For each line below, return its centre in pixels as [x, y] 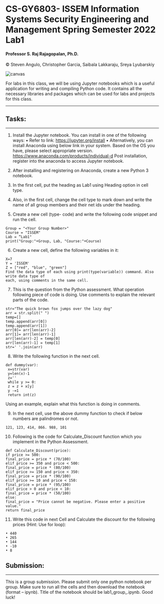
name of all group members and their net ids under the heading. [77, 205]
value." [13, 506]
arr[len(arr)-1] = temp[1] [33, 343]
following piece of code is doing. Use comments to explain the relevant [84, 295]
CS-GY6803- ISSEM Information [73, 9]
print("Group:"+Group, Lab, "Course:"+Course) [54, 241]
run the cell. [25, 220]
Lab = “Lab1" [19, 237]
